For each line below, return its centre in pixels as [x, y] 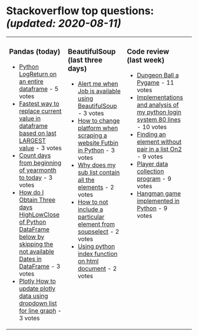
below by [32, 237]
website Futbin [98, 143]
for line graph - [40, 311]
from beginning [40, 163]
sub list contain [99, 172]
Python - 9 [152, 208]
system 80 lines [159, 119]
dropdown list [38, 303]
